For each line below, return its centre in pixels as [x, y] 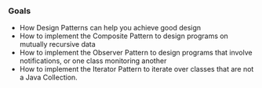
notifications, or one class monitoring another [93, 61]
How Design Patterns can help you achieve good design [110, 28]
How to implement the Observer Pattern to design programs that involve [136, 53]
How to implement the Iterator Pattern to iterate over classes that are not [136, 69]
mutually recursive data [57, 44]
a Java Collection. [49, 77]
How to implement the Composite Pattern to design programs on [124, 36]
